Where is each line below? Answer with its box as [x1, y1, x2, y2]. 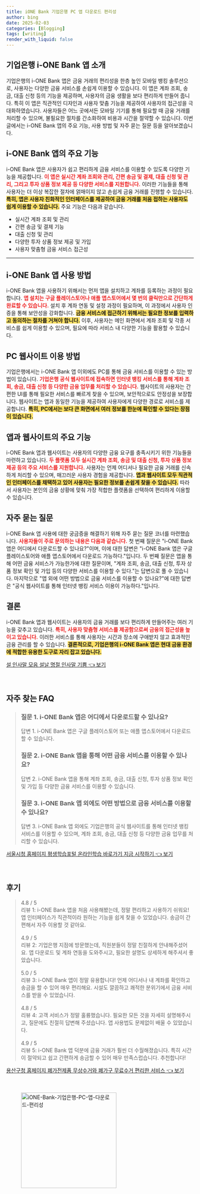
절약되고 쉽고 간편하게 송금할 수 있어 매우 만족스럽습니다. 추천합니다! [27, 1054, 186, 1061]
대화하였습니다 [6, 107, 40, 114]
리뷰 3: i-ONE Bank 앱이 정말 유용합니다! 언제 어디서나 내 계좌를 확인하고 [20, 976, 190, 983]
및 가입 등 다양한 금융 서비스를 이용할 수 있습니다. [20, 782, 135, 790]
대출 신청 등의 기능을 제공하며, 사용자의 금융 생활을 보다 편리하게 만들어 [14, 92, 179, 99]
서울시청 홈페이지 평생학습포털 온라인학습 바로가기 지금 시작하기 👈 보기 [6, 850, 173, 857]
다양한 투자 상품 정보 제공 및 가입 [14, 238, 91, 245]
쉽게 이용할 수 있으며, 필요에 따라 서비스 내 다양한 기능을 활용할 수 [21, 324, 174, 332]
